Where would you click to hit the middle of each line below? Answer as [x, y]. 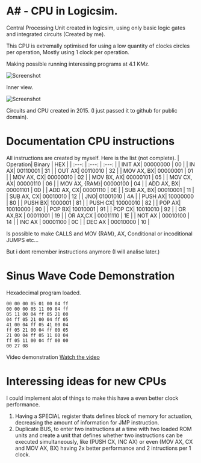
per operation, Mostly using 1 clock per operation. [68, 52]
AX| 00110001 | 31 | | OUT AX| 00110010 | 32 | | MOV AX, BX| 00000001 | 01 [100, 170]
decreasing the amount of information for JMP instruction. [87, 422]
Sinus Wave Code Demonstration [91, 276]
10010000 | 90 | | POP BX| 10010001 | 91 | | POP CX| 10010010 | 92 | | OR [96, 209]
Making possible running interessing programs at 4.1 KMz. [78, 64]
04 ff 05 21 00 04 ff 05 [37, 319]
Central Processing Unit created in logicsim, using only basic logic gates [96, 28]
